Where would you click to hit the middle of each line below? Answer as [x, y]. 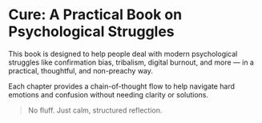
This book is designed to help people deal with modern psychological [123, 54]
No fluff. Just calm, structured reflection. [95, 110]
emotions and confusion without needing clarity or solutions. [109, 94]
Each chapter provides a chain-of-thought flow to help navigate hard [121, 86]
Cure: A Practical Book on [95, 15]
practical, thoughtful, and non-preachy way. [81, 70]
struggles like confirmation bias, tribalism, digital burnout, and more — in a [131, 62]
